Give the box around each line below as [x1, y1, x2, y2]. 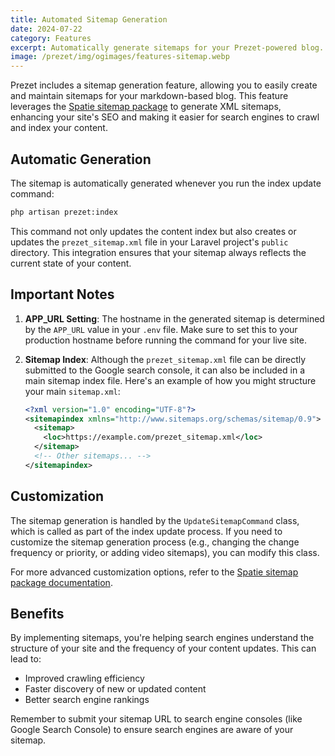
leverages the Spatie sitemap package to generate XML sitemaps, [10, 101, 282, 113]
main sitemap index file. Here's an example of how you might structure [24, 374, 317, 386]
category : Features [10, 33, 92, 43]
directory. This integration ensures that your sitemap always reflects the [10, 246, 307, 258]
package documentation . [10, 576, 113, 588]
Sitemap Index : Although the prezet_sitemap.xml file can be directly [24, 353, 307, 365]
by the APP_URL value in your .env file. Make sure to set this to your [24, 323, 298, 335]
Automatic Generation [10, 151, 152, 168]
